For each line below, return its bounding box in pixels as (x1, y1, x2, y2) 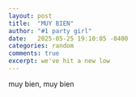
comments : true (8, 49, 60, 57)
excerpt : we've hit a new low (8, 57, 111, 65)
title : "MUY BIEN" (8, 19, 74, 27)
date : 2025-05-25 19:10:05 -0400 (8, 34, 129, 43)
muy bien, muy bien (8, 78, 74, 89)
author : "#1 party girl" (8, 27, 92, 35)
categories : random (8, 42, 74, 50)
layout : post (8, 11, 53, 20)
